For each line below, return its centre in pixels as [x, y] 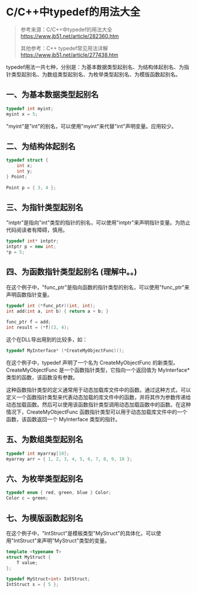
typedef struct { [27, 160]
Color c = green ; [27, 498]
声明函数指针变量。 [29, 294]
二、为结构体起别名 [41, 146]
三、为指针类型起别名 [45, 207]
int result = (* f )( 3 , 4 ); [38, 328]
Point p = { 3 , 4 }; [31, 188]
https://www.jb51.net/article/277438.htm [69, 55]
